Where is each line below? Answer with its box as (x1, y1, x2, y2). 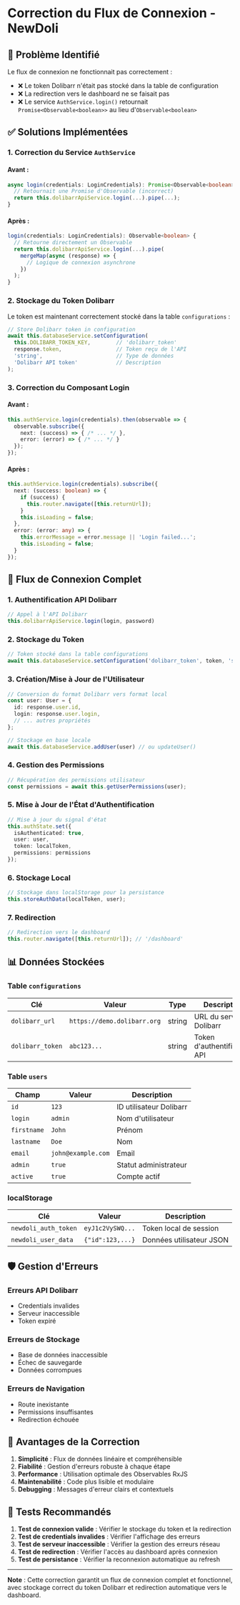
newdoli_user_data (11, 1236, 74, 1244)
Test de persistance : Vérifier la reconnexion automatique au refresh (17, 1555, 221, 1564)
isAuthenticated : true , (14, 829, 84, 836)
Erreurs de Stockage (7, 1334, 80, 1344)
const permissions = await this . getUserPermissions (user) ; (7, 783, 187, 790)
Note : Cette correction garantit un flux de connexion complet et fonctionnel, (7, 1576, 233, 1584)
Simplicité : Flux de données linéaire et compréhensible (17, 1455, 183, 1464)
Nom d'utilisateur (116, 1114, 174, 1124)
